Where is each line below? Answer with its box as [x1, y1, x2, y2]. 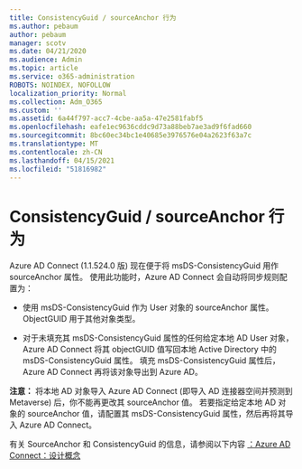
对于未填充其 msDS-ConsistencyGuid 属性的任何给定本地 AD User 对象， [22, 333, 294, 343]
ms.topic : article [9, 64, 78, 73]
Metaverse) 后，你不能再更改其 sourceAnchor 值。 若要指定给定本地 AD [9, 397, 277, 408]
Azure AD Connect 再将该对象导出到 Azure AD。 [22, 367, 203, 378]
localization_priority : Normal [9, 89, 127, 98]
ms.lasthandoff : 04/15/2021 [9, 155, 115, 165]
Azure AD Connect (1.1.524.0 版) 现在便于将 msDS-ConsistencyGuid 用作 [9, 260, 279, 271]
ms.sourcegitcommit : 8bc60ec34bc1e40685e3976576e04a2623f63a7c [9, 131, 252, 140]
